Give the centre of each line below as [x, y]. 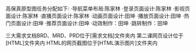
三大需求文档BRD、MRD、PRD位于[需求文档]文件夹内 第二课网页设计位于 [95, 36]
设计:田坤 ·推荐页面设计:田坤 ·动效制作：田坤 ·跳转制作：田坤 [94, 23]
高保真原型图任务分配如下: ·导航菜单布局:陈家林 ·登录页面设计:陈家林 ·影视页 [98, 8]
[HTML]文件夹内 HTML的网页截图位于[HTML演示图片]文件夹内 [82, 43]
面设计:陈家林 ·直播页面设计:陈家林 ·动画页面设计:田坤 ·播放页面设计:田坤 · [95, 16]
